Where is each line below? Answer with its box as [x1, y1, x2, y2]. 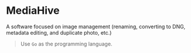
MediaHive [6, 4, 60, 17]
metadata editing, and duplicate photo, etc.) [6, 29, 112, 36]
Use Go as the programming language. [20, 40, 112, 47]
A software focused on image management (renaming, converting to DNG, [6, 23, 186, 30]
